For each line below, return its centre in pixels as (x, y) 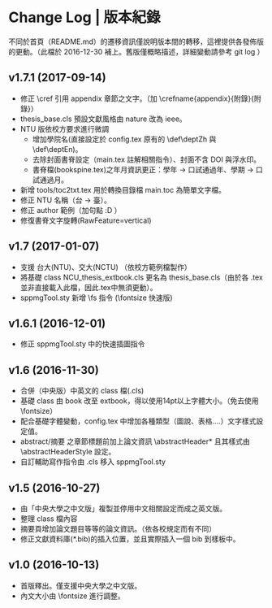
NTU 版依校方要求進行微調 (65, 128)
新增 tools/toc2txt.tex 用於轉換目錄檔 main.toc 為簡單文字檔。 (123, 189)
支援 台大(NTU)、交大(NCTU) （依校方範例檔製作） (106, 267)
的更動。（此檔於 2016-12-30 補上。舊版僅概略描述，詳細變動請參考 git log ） (136, 51)
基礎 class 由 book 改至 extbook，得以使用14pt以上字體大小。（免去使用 (139, 401)
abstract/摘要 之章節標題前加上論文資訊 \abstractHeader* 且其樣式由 (135, 441)
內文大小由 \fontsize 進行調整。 (73, 596)
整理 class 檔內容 (49, 519)
